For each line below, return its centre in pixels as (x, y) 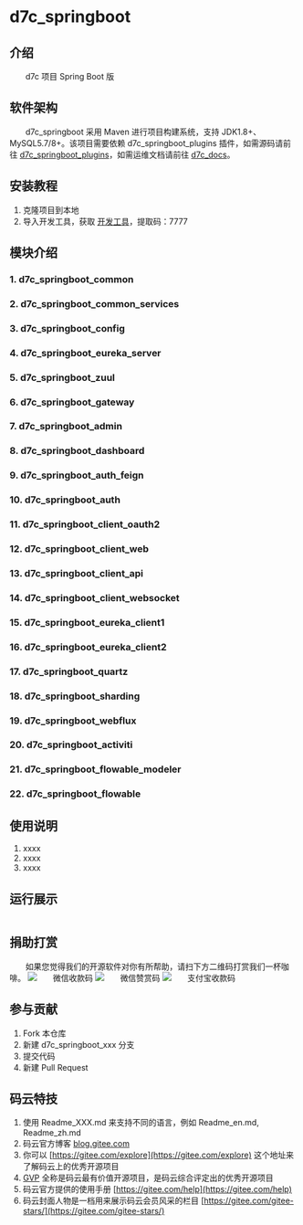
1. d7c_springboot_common (72, 279)
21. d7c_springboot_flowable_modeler (95, 769)
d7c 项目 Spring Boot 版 (70, 76)
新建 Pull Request (55, 1067)
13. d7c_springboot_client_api (77, 573)
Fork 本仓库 (44, 1033)
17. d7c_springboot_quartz (69, 671)
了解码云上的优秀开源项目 (71, 1167)
